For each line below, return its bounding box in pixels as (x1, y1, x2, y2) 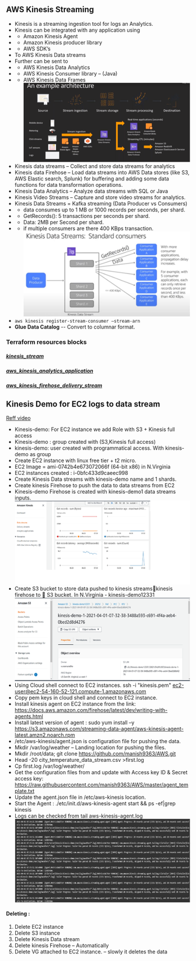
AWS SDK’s (23, 45, 51, 52)
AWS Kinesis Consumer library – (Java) (23, 70, 118, 77)
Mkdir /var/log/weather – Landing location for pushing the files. (14, 744, 166, 751)
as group (30, 451, 51, 458)
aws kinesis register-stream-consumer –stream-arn (14, 319, 141, 324)
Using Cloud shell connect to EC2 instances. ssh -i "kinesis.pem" (14, 682, 171, 689)
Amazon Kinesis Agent (23, 32, 78, 40)
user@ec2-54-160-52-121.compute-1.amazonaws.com (14, 688, 147, 695)
